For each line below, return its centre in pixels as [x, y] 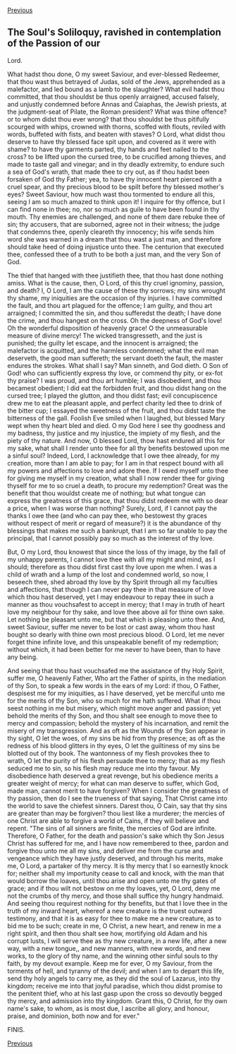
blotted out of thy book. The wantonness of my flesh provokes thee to [108, 753]
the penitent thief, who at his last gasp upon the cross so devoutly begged [115, 993]
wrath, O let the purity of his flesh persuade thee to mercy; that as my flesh [116, 760]
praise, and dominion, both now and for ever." [74, 1016]
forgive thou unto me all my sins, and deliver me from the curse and [105, 851]
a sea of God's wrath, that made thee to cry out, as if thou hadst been [108, 172]
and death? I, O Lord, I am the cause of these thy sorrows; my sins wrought [116, 290]
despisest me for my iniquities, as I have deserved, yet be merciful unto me [116, 693]
